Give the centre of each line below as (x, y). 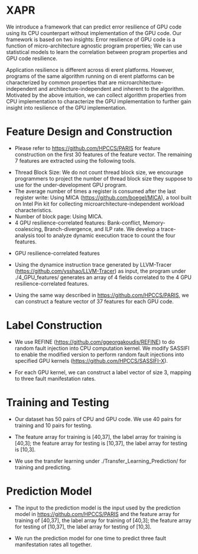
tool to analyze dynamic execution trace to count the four (106, 235)
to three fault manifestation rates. (55, 378)
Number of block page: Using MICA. (59, 216)
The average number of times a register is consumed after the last (95, 191)
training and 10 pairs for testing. (53, 425)
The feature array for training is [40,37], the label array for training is (98, 436)
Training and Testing (58, 403)
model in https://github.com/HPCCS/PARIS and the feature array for (97, 514)
